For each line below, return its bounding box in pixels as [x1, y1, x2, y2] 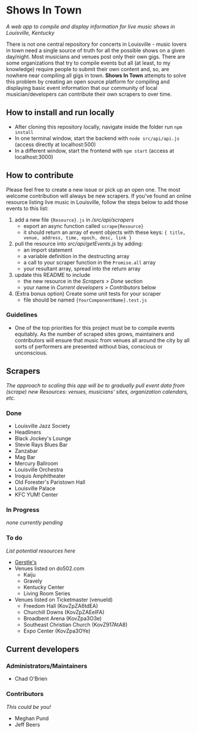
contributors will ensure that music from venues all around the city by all [14, 336, 190, 344]
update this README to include [14, 271, 91, 278]
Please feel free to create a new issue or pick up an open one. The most [6, 186, 181, 193]
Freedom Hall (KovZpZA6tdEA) [23, 602, 98, 609]
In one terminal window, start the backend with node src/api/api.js [14, 135, 180, 142]
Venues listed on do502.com [14, 565, 85, 572]
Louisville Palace [14, 484, 56, 491]
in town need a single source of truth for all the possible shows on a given [6, 46, 185, 53]
